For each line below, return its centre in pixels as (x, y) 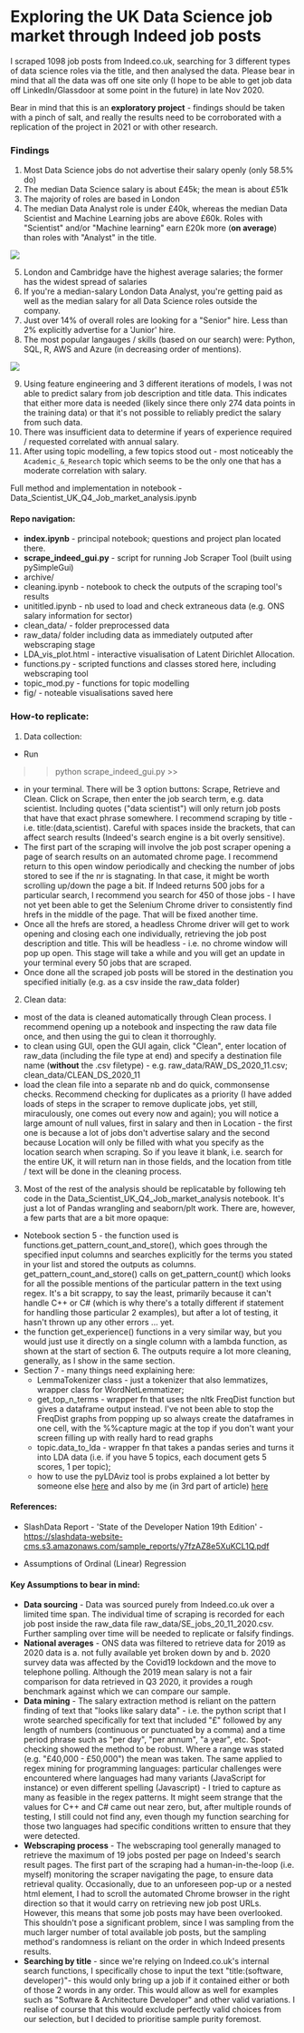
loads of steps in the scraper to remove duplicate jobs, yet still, (140, 1103)
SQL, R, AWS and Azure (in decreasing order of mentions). (133, 349)
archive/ (39, 577)
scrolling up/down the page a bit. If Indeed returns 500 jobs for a (144, 885)
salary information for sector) (78, 616)
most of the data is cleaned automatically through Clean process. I (147, 1017)
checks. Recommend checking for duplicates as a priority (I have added (157, 1094)
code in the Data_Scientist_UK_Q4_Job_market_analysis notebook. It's (154, 1198)
